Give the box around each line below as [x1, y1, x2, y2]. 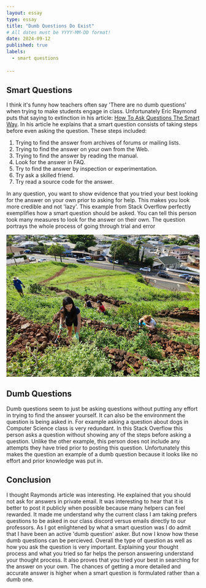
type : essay [6, 16, 37, 23]
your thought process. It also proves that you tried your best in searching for [6, 556, 199, 563]
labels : [6, 49, 26, 55]
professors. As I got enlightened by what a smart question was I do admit [6, 524, 191, 531]
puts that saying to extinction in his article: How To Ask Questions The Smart [6, 114, 200, 122]
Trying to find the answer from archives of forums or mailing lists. [15, 139, 181, 146]
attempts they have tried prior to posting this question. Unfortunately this [6, 444, 191, 451]
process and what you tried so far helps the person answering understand [6, 549, 194, 557]
